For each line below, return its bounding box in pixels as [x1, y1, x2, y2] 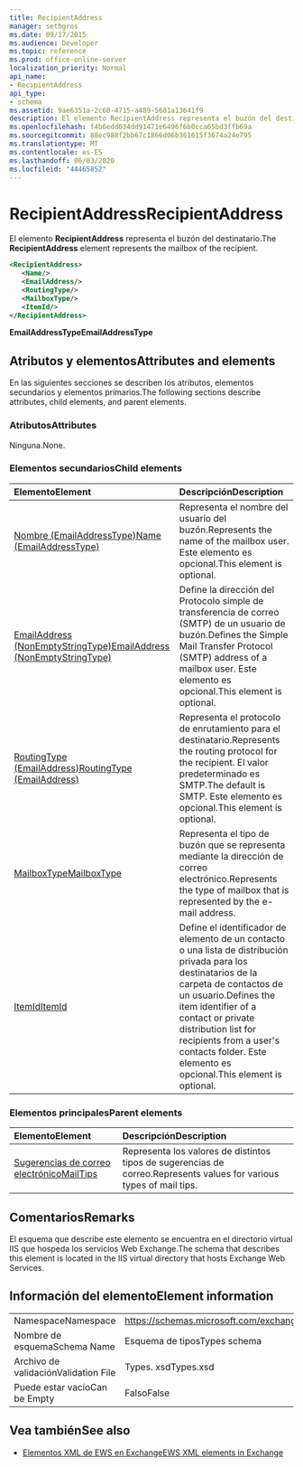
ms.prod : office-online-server [9, 55, 127, 64]
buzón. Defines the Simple [179, 628, 289, 641]
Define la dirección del [179, 583, 275, 596]
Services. [9, 1262, 45, 1273]
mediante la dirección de [179, 850, 284, 862]
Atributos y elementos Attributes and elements [9, 353, 276, 369]
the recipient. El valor [179, 756, 269, 768]
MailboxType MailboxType [14, 867, 122, 879]
